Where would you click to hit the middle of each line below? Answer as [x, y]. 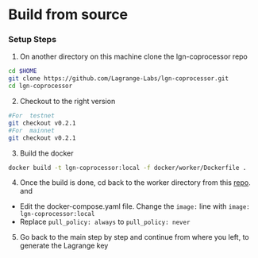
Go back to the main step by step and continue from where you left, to [134, 237]
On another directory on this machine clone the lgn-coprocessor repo [134, 56]
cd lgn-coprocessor [40, 86]
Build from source [68, 15]
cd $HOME [23, 71]
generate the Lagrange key [64, 246]
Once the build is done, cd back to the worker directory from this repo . [135, 183]
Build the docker [46, 153]
